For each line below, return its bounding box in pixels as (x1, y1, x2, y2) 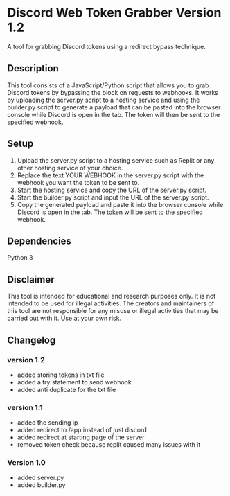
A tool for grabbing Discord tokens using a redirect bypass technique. (7, 42, 206, 51)
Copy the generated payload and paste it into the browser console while (17, 200, 224, 209)
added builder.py (17, 481, 66, 489)
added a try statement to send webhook (17, 378, 132, 386)
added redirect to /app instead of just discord (17, 426, 147, 434)
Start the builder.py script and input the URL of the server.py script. (17, 193, 209, 202)
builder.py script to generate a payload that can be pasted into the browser (7, 103, 221, 112)
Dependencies (7, 235, 71, 247)
